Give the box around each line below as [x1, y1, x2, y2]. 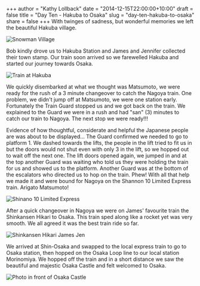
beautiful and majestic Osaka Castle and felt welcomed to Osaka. [6, 262, 167, 269]
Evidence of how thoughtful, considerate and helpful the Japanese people [6, 127, 189, 133]
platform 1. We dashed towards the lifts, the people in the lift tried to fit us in [6, 139, 192, 146]
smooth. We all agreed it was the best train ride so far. [6, 220, 139, 227]
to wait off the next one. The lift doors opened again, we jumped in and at [6, 152, 187, 159]
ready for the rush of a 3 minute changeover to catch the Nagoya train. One [6, 90, 192, 96]
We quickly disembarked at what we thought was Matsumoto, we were [6, 83, 180, 90]
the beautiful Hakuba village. [6, 24, 77, 31]
